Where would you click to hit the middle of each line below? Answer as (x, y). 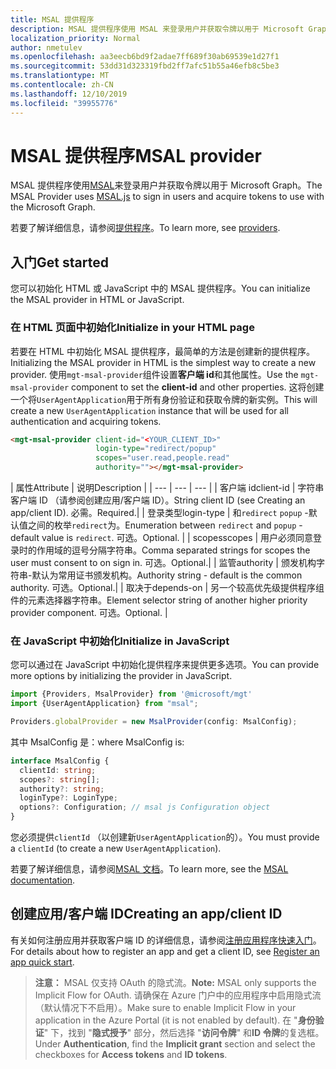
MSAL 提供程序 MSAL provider (136, 155)
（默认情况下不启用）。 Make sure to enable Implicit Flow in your (165, 1007)
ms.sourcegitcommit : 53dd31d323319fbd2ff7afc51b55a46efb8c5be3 (145, 66)
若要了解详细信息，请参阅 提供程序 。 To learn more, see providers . (145, 228)
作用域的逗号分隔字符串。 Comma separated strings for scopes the (173, 550)
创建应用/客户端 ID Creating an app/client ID (146, 914)
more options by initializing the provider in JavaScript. (121, 676)
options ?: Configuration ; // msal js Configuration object (145, 807)
